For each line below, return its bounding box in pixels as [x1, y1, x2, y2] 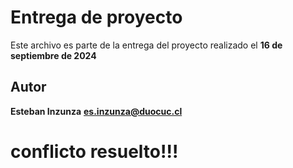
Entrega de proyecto [10, 6, 183, 29]
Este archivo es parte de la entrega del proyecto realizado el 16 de [10, 39, 283, 51]
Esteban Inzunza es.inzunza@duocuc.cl [10, 105, 183, 117]
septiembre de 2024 [10, 49, 97, 61]
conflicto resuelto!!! [10, 140, 179, 163]
